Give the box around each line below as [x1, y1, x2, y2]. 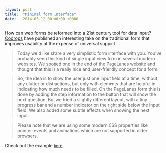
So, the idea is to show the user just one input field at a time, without [17, 76, 158, 82]
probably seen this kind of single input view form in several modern [17, 56, 155, 62]
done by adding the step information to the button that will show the [17, 91, 156, 97]
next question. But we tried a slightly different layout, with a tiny [17, 97, 148, 103]
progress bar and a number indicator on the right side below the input [17, 102, 160, 108]
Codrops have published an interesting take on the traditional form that [5, 35, 150, 41]
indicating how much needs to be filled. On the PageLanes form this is [17, 86, 161, 92]
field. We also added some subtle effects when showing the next [17, 107, 150, 113]
